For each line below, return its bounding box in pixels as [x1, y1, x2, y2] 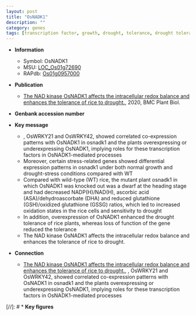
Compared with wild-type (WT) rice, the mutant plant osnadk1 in [23, 176, 178, 183]
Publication [14, 81, 43, 88]
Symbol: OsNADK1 [23, 58, 68, 65]
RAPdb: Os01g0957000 [23, 70, 80, 77]
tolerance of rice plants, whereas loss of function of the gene [23, 220, 171, 227]
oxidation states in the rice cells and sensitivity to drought [23, 207, 162, 214]
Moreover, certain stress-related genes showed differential [23, 158, 165, 165]
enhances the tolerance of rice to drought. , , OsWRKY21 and [23, 267, 168, 275]
